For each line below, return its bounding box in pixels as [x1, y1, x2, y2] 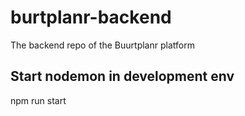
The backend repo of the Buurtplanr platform [10, 39, 195, 51]
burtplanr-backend [10, 6, 172, 29]
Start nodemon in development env [10, 68, 235, 85]
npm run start [10, 94, 67, 106]
